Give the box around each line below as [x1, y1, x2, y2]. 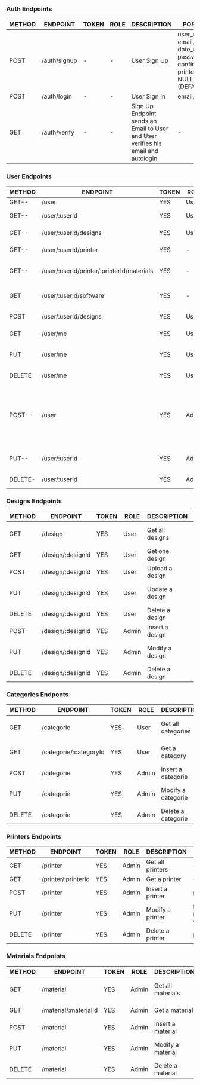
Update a [146, 585, 173, 593]
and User [131, 132, 157, 140]
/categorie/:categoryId [41, 748, 105, 756]
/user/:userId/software [41, 291, 105, 299]
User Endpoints [6, 172, 52, 181]
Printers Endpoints [6, 833, 61, 841]
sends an [131, 117, 157, 126]
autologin [131, 154, 158, 163]
